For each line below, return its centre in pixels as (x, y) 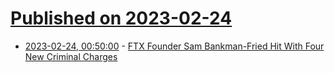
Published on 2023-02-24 (121, 18)
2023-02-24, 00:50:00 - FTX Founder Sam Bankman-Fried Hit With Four (174, 46)
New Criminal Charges (71, 56)
